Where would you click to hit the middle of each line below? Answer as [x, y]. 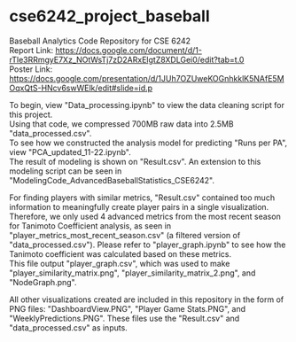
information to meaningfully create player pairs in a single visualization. [139, 206]
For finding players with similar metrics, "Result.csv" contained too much [142, 198]
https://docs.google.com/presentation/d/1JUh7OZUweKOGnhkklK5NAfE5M [147, 78]
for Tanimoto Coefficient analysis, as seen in [90, 225]
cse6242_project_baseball [109, 16]
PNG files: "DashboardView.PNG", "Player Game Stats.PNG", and [128, 308]
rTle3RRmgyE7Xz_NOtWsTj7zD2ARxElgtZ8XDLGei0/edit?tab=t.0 [127, 59]
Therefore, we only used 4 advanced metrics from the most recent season [145, 216]
